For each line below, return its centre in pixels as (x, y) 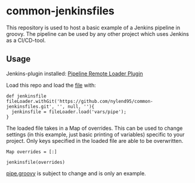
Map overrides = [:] (32, 152)
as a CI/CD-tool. (26, 40)
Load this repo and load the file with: (51, 85)
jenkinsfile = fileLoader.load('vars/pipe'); (69, 112)
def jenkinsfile (26, 96)
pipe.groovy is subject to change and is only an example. (76, 173)
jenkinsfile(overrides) (36, 162)
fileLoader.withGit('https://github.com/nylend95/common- (80, 101)
